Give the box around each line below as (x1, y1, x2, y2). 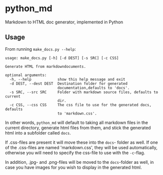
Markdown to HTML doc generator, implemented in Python (5, 19, 123, 25)
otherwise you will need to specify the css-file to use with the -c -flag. (5, 150, 145, 156)
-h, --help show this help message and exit (9, 77, 125, 82)
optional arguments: (5, 73, 47, 78)
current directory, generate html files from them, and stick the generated (5, 125, 151, 131)
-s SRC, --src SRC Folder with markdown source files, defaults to (9, 90, 159, 95)
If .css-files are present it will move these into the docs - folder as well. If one (5, 139, 158, 145)
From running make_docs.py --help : (5, 46, 76, 52)
